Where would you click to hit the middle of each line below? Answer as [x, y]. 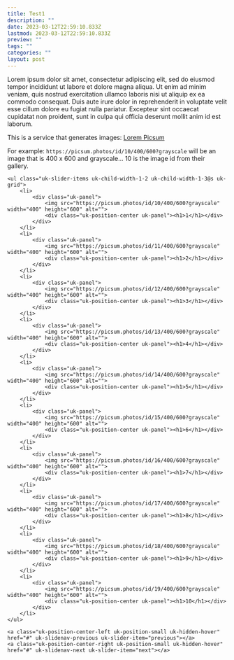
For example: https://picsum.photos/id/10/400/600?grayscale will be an [112, 150]
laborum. [20, 124]
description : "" [31, 20]
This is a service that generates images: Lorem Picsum [86, 137]
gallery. [18, 166]
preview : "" [24, 40]
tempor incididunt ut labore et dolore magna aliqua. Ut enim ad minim [107, 86]
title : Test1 [26, 14]
